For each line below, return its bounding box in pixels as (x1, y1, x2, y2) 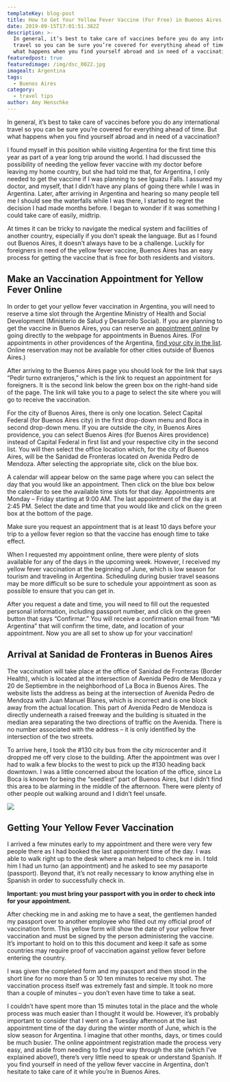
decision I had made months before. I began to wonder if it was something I (7, 203, 220, 212)
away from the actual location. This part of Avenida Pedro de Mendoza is (7, 703, 213, 712)
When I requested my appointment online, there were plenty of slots (7, 550, 199, 558)
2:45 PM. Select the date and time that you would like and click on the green (7, 502, 222, 510)
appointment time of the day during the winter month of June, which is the (7, 1024, 217, 1032)
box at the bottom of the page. (7, 509, 93, 517)
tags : (7, 73, 23, 81)
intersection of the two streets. (7, 732, 94, 740)
